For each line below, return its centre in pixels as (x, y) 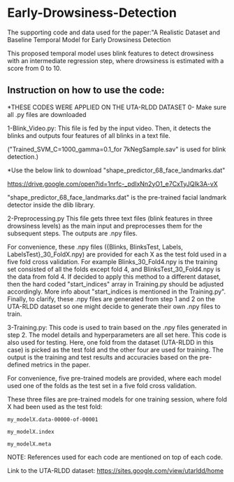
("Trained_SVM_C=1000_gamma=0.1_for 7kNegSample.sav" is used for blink (117, 149)
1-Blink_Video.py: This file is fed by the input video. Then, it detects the (109, 128)
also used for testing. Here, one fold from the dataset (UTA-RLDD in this (111, 342)
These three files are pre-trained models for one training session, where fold (117, 399)
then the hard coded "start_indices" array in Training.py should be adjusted (116, 284)
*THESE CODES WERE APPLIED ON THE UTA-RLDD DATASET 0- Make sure (117, 107)
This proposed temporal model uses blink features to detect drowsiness (111, 53)
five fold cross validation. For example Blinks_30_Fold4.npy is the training (112, 261)
